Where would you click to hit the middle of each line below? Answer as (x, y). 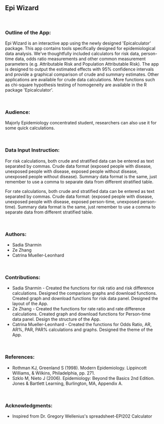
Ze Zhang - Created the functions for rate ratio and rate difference (79, 309)
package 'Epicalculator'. (29, 90)
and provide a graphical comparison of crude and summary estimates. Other (82, 74)
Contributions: (23, 277)
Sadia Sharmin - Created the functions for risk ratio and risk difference (83, 288)
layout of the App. (30, 304)
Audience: (18, 112)
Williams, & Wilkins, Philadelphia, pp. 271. (53, 373)
